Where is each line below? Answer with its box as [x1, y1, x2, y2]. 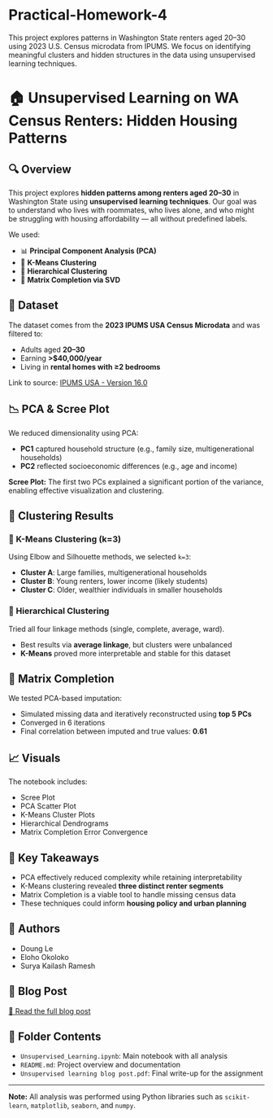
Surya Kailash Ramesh [19, 961, 96, 971]
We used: [8, 230, 41, 239]
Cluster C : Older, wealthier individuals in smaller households [19, 585, 223, 595]
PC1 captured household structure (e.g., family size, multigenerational [19, 444, 254, 454]
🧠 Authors [8, 922, 61, 936]
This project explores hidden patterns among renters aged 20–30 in [8, 187, 240, 197]
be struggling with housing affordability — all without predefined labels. [8, 213, 248, 223]
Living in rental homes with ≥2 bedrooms [19, 362, 161, 371]
